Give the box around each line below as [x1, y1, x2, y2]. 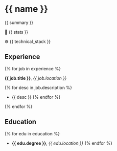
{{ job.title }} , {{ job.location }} [4, 75, 67, 81]
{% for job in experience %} [4, 65, 61, 71]
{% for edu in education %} [4, 130, 60, 136]
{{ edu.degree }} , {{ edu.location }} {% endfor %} [11, 140, 113, 146]
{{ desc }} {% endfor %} [11, 94, 61, 100]
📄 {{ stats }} [4, 29, 28, 35]
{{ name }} [4, 3, 48, 15]
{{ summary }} [4, 20, 34, 25]
